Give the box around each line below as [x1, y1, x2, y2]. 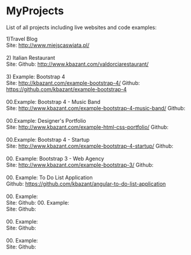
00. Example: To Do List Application [6, 174, 93, 181]
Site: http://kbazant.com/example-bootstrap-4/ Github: [6, 79, 140, 87]
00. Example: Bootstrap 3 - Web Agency [6, 155, 105, 162]
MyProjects [6, 4, 64, 18]
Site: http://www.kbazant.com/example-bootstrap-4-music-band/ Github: [6, 104, 186, 111]
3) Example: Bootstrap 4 [6, 73, 66, 80]
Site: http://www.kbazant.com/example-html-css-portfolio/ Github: [6, 123, 169, 130]
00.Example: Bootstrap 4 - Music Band [6, 98, 101, 105]
